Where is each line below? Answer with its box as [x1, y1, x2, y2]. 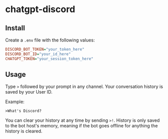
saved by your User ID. [5, 89, 53, 95]
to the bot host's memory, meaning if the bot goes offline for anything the [5, 123, 158, 129]
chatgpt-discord [5, 4, 76, 15]
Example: [5, 99, 25, 105]
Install [5, 24, 25, 32]
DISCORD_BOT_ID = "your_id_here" [5, 52, 71, 57]
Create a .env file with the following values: [5, 37, 95, 43]
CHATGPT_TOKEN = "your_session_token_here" [5, 56, 94, 61]
